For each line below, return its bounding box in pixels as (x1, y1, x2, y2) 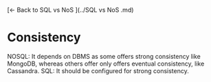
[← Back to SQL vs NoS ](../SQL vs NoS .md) (7, 6, 134, 14)
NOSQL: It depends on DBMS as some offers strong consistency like (7, 52, 201, 60)
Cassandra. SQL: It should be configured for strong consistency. (7, 66, 189, 74)
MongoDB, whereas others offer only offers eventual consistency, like (7, 59, 205, 68)
